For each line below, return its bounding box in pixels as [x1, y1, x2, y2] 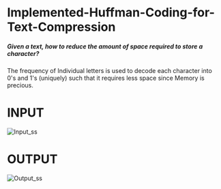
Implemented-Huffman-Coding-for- [7, 5, 215, 20]
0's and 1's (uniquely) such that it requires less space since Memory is [7, 74, 205, 83]
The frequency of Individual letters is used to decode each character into [7, 67, 213, 75]
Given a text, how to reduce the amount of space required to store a [7, 42, 203, 50]
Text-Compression [7, 19, 116, 35]
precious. [7, 81, 34, 89]
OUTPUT [7, 151, 58, 167]
